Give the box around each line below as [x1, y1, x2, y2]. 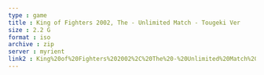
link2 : [8, 55, 34, 63]
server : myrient [8, 48, 65, 55]
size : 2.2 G [8, 26, 51, 34]
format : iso [8, 33, 51, 41]
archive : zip [8, 41, 55, 48]
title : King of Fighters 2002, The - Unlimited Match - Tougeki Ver [8, 19, 241, 27]
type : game [8, 11, 47, 20]
